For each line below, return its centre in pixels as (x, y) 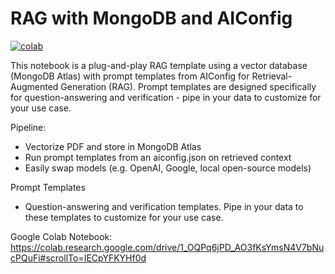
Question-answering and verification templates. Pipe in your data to (164, 206)
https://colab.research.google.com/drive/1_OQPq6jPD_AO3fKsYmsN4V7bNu (167, 247)
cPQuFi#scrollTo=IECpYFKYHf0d (78, 258)
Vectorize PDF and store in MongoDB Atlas (113, 146)
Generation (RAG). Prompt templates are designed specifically (188, 86)
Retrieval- (272, 76)
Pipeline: (28, 127)
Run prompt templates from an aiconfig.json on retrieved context (158, 157)
